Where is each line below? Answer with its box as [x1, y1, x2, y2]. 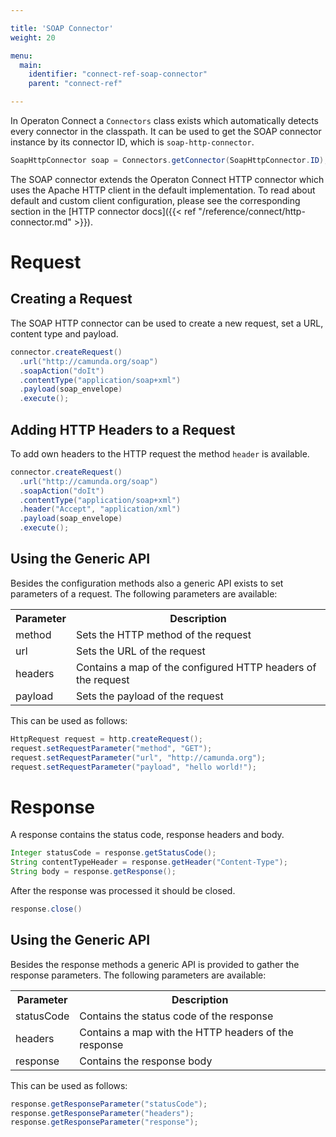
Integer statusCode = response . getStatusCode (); [10, 848, 217, 858]
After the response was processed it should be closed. [10, 884, 236, 896]
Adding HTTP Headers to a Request [10, 421, 236, 438]
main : [19, 60, 43, 70]
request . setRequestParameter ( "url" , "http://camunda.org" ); [10, 752, 267, 763]
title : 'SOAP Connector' [10, 23, 114, 33]
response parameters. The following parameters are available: [10, 969, 267, 981]
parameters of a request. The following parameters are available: [10, 587, 278, 600]
